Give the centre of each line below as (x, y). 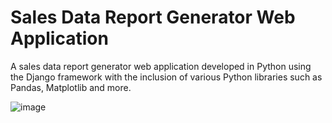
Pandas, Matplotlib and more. (71, 87)
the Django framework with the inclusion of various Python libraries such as (166, 77)
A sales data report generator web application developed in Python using (161, 66)
